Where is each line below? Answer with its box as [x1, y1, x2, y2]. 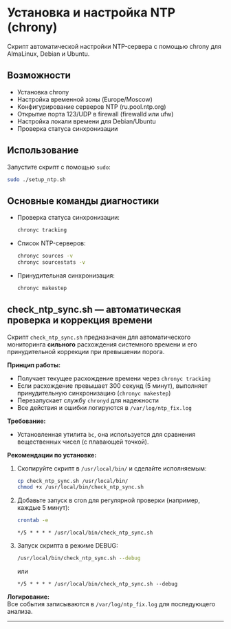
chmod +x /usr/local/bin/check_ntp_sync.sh [16, 484, 144, 491]
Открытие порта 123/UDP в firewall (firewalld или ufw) [16, 110, 174, 118]
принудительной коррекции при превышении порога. [7, 347, 165, 355]
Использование [7, 145, 79, 156]
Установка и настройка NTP [7, 5, 176, 21]
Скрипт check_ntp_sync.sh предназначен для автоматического [7, 333, 191, 341]
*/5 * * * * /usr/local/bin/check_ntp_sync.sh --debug [16, 581, 178, 588]
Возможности [7, 70, 71, 81]
